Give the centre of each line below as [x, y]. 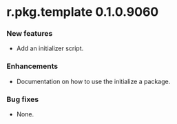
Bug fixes [23, 99]
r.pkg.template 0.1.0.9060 [83, 12]
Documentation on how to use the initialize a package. [93, 81]
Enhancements [32, 66]
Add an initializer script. [50, 48]
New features [30, 34]
